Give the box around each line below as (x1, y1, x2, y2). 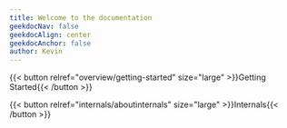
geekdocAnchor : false (9, 38, 92, 48)
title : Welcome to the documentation (9, 13, 153, 23)
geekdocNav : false (9, 22, 79, 31)
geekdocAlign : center (9, 30, 92, 39)
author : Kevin (9, 47, 64, 56)
